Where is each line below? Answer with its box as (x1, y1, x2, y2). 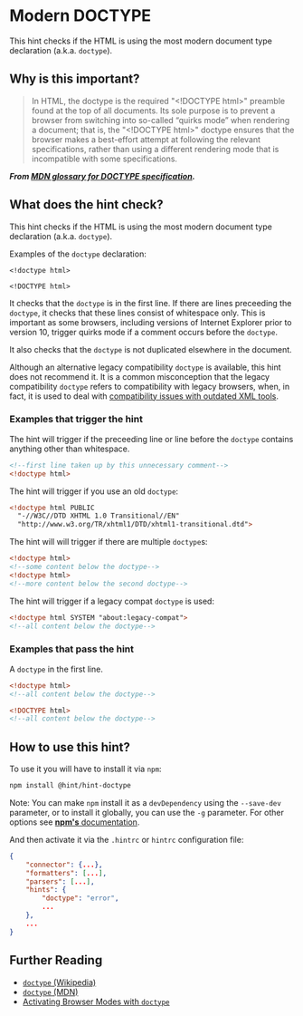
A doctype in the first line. (9, 663, 104, 674)
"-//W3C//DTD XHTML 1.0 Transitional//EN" (17, 511, 180, 521)
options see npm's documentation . (9, 817, 140, 827)
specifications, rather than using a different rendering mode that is (31, 143, 279, 154)
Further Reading (9, 953, 103, 968)
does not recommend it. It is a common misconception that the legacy (9, 371, 270, 382)
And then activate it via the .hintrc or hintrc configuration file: (9, 834, 244, 845)
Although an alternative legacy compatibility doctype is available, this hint (9, 362, 282, 373)
